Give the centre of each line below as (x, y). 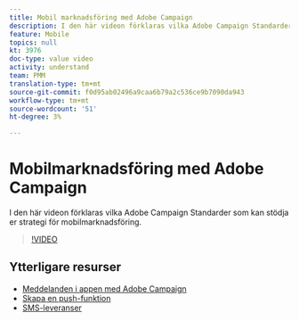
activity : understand (49, 68)
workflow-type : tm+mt (49, 100)
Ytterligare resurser (65, 267)
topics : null (33, 42)
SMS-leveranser (52, 308)
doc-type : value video (51, 59)
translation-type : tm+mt (55, 84)
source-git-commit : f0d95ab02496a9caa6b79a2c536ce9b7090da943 (127, 92)
